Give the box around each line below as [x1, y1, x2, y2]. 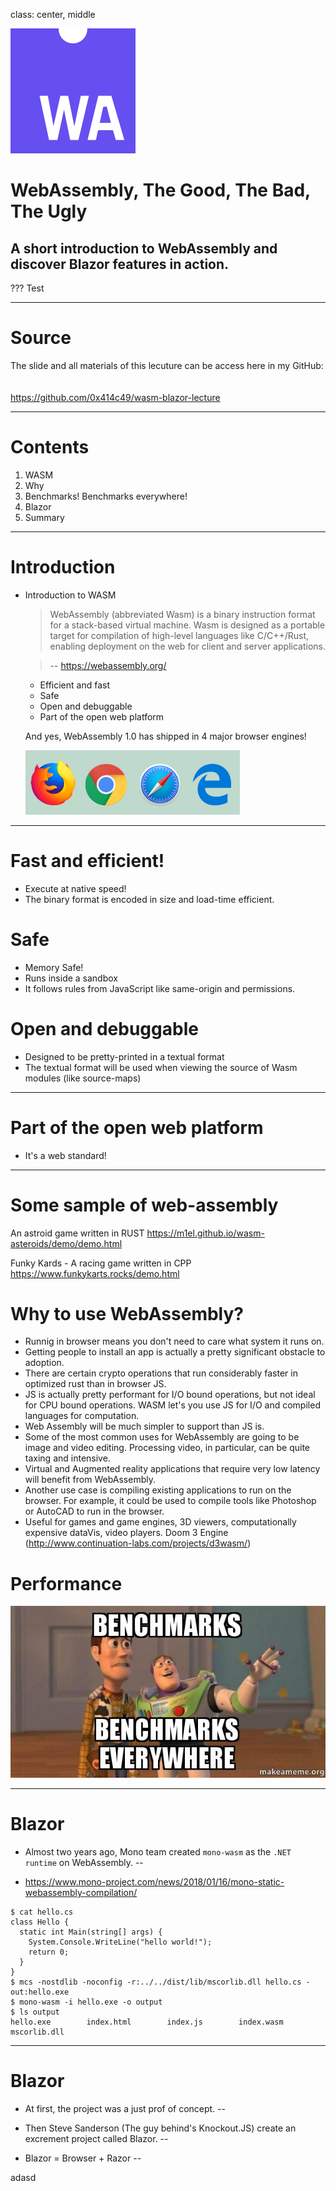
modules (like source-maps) [24, 1072, 142, 1084]
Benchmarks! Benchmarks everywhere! [24, 490, 188, 502]
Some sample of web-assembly [10, 1194, 279, 1216]
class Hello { [10, 1917, 70, 1927]
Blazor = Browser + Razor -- [24, 2152, 142, 2164]
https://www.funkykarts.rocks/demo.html [10, 1267, 180, 1279]
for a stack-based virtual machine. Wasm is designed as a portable [49, 619, 326, 631]
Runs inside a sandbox [24, 972, 118, 984]
